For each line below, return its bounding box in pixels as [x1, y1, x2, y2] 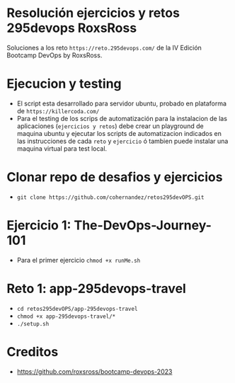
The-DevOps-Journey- [73, 217, 212, 233]
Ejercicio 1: [6, 217, 71, 233]
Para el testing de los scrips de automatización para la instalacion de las [16, 114, 228, 122]
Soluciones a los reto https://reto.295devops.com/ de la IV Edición [6, 43, 202, 52]
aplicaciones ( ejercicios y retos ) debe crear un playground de [16, 122, 204, 130]
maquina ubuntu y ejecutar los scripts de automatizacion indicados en [16, 129, 222, 137]
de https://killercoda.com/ [16, 106, 100, 115]
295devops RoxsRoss [6, 20, 137, 36]
